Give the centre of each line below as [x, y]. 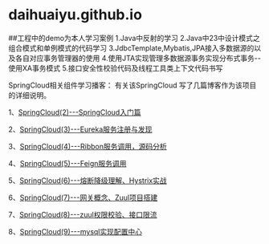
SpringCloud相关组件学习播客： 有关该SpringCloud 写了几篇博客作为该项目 [132, 85]
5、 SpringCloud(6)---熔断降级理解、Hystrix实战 [88, 180]
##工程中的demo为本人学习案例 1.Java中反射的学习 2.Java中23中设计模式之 [134, 38]
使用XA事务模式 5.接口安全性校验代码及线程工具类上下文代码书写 [116, 68]
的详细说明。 [29, 95]
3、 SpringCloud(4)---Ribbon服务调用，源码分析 [88, 146]
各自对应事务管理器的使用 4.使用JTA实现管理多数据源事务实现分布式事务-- [138, 58]
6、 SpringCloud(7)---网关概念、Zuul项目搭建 [83, 197]
